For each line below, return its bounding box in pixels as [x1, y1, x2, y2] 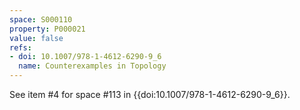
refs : [9, 42, 32, 53]
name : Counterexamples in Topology [18, 61, 167, 71]
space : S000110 [9, 14, 73, 25]
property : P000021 [9, 24, 86, 34]
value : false [9, 33, 64, 43]
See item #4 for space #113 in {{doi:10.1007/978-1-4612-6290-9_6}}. [9, 89, 291, 100]
